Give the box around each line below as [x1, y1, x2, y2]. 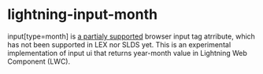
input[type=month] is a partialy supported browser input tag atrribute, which [7, 31, 255, 41]
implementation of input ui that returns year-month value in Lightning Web [7, 48, 247, 57]
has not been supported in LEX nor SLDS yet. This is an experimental [7, 39, 232, 49]
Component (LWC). [7, 57, 71, 66]
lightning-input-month [7, 6, 158, 24]
